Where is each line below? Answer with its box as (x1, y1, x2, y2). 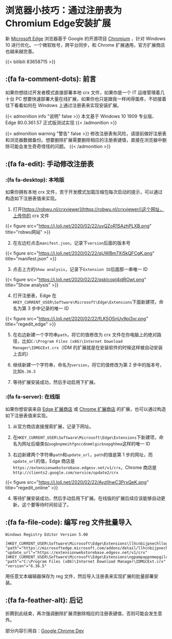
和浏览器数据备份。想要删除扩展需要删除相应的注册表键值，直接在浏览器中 (5, 137, 162, 143)
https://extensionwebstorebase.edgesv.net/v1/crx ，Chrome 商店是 (12, 464, 157, 470)
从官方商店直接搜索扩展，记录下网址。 (12, 423, 94, 429)
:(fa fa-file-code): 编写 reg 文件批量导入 (5, 518, 132, 527)
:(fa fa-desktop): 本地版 (5, 177, 64, 184)
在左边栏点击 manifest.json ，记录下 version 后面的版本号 (12, 240, 131, 246)
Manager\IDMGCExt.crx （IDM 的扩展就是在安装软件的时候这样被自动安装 (12, 344, 163, 351)
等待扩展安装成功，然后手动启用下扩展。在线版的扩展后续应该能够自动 (12, 495, 161, 501)
